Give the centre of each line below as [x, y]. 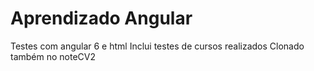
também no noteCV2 [53, 56]
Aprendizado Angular [101, 18]
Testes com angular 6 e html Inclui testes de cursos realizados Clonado [157, 46]
